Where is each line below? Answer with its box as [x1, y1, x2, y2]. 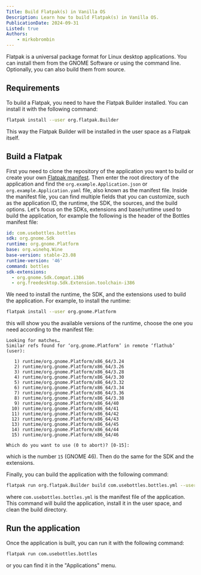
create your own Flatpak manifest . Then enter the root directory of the [6, 174, 179, 181]
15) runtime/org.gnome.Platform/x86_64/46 [11, 432, 119, 438]
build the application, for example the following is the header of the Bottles [6, 212, 190, 219]
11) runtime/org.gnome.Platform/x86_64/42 [11, 411, 119, 417]
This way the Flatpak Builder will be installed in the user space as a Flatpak [6, 128, 191, 135]
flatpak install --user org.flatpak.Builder [6, 117, 119, 123]
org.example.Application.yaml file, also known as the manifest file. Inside [6, 186, 187, 193]
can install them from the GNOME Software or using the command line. [6, 59, 181, 66]
